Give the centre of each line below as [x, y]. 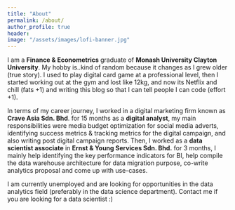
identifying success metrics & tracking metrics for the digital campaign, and [116, 133]
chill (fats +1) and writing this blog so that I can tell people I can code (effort [116, 90]
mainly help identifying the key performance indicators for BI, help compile [115, 156]
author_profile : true [39, 27]
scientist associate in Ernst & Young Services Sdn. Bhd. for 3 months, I [112, 148]
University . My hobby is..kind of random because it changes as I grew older [117, 67]
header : [19, 33]
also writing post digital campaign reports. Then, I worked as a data [105, 140]
